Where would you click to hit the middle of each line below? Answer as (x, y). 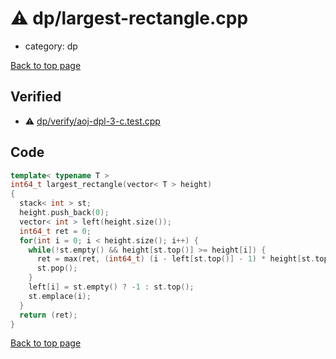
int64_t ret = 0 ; (55, 231)
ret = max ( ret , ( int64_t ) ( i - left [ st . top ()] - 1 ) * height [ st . (176, 259)
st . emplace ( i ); (60, 296)
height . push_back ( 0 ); (64, 213)
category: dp (51, 46)
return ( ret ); (48, 315)
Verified (36, 97)
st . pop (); (57, 268)
